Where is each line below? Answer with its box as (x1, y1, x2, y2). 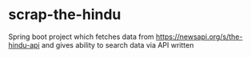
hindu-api (8, 40, 40, 49)
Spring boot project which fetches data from (8, 32, 154, 41)
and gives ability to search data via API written (41, 40, 194, 49)
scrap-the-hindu (8, 6, 122, 24)
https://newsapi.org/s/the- (155, 32, 243, 41)
